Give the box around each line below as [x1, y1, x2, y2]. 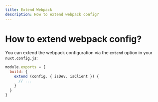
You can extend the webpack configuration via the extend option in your [5, 50, 153, 56]
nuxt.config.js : [5, 55, 38, 61]
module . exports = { [5, 65, 46, 70]
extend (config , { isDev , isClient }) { [14, 74, 99, 79]
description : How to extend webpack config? [5, 12, 99, 17]
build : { [9, 69, 28, 75]
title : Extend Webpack [5, 7, 52, 12]
